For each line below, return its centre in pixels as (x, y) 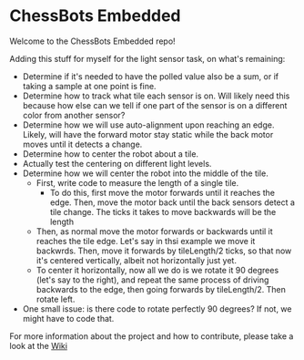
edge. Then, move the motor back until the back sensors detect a (172, 202)
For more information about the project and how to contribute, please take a (152, 336)
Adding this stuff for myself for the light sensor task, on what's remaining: (147, 58)
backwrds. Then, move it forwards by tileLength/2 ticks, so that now (164, 251)
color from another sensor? (74, 115)
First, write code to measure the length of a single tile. (137, 182)
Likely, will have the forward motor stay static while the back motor (148, 134)
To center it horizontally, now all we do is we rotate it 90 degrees (157, 270)
